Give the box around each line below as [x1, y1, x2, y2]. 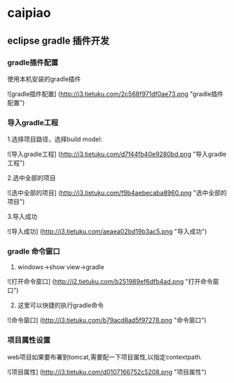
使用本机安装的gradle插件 [7, 74, 81, 83]
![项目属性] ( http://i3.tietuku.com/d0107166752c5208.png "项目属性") [7, 368, 207, 376]
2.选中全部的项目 [7, 174, 56, 182]
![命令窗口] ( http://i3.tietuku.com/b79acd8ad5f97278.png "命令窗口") [7, 316, 207, 325]
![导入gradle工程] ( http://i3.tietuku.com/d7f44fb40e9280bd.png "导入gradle [7, 150, 227, 159]
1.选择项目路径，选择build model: [7, 135, 103, 143]
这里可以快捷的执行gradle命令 [17, 301, 104, 310]
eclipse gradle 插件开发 [7, 34, 110, 46]
